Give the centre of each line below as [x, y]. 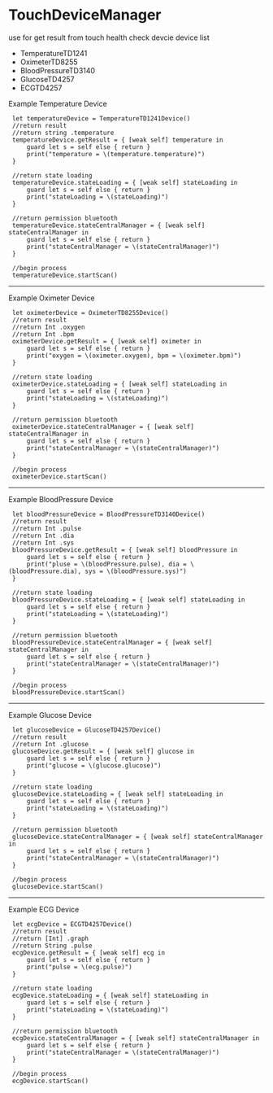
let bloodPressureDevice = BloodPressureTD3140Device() [108, 514]
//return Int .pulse [47, 528]
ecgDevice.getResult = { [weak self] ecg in [88, 953]
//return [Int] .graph [50, 938]
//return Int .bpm [43, 334]
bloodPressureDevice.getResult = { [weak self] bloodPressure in [125, 550]
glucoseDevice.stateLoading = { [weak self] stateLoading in [117, 794]
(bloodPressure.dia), [45, 571]
